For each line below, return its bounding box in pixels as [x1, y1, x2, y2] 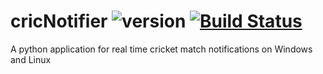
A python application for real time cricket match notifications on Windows [10, 43, 313, 55]
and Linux [10, 53, 52, 65]
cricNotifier [10, 10, 108, 33]
